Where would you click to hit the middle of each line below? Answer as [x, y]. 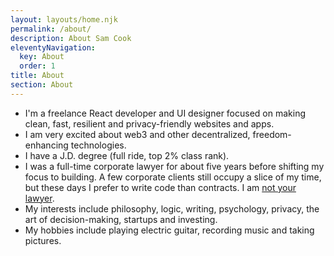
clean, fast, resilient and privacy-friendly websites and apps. [149, 123]
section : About [42, 85]
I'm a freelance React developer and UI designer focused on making [165, 113]
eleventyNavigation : [53, 47]
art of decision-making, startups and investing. [121, 219]
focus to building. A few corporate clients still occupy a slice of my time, [173, 177]
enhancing [46, 145]
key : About [42, 57]
